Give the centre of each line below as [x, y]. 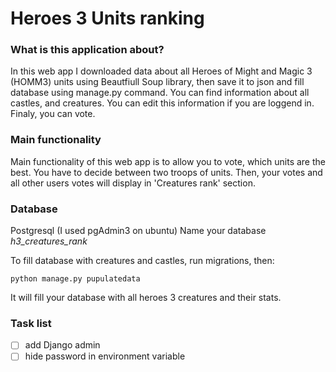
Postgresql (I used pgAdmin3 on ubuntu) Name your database [138, 231]
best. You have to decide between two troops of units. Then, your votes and [166, 172]
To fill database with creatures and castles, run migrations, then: [142, 261]
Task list [31, 323]
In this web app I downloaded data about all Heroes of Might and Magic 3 [161, 71]
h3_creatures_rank [49, 241]
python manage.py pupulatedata [75, 279]
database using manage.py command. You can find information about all [160, 93]
